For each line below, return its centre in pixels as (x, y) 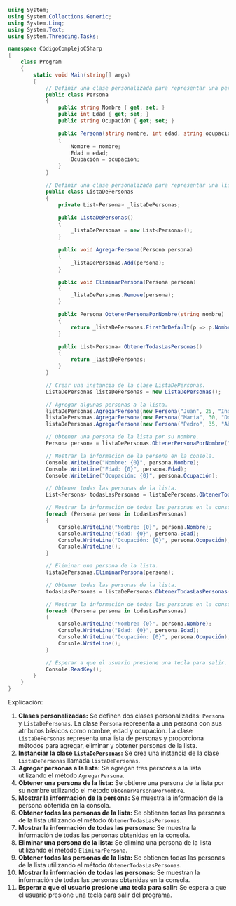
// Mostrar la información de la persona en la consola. (130, 456)
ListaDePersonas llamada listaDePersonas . (79, 761)
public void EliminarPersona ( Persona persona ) (127, 282)
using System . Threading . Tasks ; (54, 36)
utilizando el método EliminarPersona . (73, 850)
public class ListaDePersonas (89, 192)
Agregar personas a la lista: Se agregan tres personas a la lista (110, 768)
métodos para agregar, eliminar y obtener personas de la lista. (108, 746)
